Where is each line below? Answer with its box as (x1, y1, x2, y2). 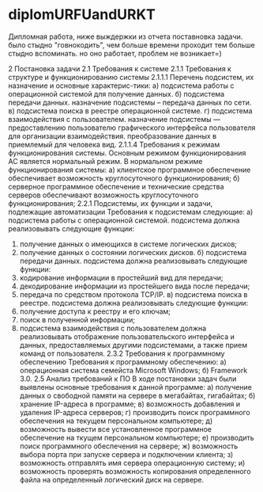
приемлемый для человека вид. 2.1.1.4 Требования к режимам (8, 139, 220, 149)
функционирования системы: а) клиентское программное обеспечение (8, 165, 251, 174)
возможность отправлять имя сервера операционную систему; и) (19, 458, 246, 467)
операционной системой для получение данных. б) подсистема (8, 89, 225, 98)
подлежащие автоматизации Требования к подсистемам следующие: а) (8, 207, 254, 216)
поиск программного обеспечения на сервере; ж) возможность (19, 441, 239, 451)
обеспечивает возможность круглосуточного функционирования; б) (8, 173, 240, 183)
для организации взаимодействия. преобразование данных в (8, 131, 217, 140)
